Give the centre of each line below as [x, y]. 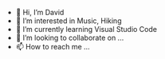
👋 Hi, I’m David [40, 12]
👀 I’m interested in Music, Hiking [69, 21]
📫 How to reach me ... [53, 47]
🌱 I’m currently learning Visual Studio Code [86, 29]
